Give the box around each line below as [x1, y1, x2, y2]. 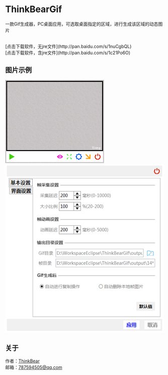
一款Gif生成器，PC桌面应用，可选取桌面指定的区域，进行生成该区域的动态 [5, 21, 158, 27]
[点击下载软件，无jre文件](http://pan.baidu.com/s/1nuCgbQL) [5, 43, 132, 49]
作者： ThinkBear [5, 358, 40, 364]
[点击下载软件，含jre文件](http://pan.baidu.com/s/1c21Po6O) [5, 50, 131, 56]
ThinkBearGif [5, 4, 62, 15]
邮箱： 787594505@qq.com [5, 364, 63, 370]
